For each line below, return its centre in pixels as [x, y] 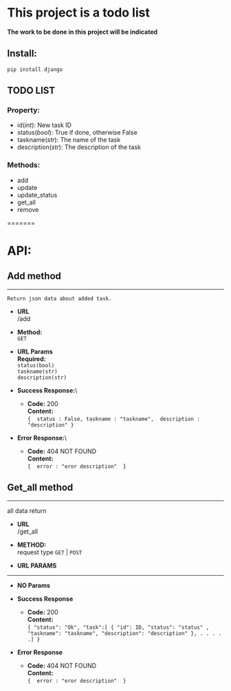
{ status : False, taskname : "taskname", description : [114, 419]
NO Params [33, 585]
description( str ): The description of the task [79, 147]
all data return [27, 510]
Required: [31, 359]
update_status [37, 195]
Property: [23, 110]
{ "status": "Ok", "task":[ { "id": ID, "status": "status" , [118, 627]
